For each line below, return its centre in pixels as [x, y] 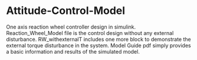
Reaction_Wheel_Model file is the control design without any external [90, 33]
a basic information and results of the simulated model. [73, 51]
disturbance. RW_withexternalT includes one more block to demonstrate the [98, 39]
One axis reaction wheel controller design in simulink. [71, 27]
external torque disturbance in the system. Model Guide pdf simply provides [98, 45]
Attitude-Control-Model [66, 11]
